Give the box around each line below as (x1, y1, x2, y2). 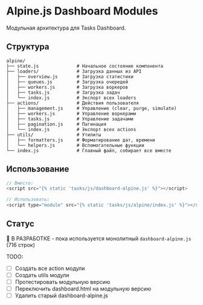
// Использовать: (6, 196, 50, 203)
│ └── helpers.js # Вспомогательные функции (6, 142, 145, 149)
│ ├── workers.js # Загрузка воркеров (6, 84, 129, 90)
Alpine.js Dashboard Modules (6, 4, 158, 18)
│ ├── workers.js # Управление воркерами (6, 111, 137, 117)
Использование (6, 164, 69, 175)
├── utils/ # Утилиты (6, 132, 101, 138)
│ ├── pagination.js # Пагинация (6, 121, 107, 127)
